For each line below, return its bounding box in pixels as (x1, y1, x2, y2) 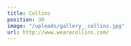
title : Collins (7, 9, 51, 17)
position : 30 (7, 16, 45, 23)
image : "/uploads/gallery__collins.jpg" (7, 22, 125, 29)
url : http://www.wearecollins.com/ (7, 28, 110, 36)
